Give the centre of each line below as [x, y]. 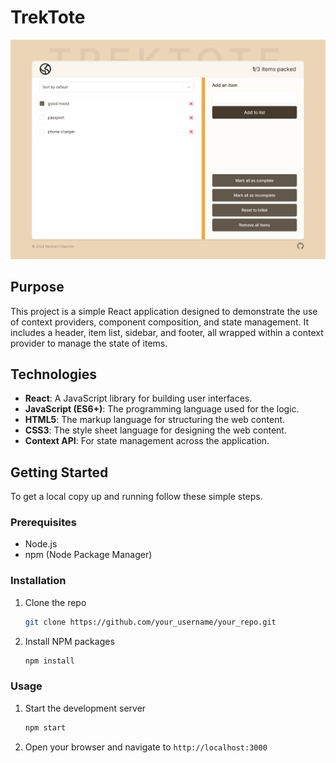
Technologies [54, 374]
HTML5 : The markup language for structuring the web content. [155, 420]
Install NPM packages [69, 641]
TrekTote [48, 17]
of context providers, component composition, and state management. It [159, 322]
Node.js [41, 544]
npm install [49, 661]
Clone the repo [55, 602]
